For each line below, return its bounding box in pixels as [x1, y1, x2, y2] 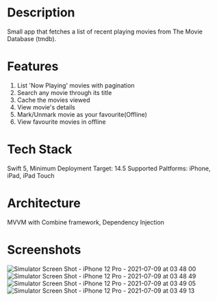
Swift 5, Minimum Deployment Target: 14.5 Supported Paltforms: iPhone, [7, 164, 211, 172]
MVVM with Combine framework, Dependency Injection [7, 218, 164, 226]
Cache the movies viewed [16, 96, 90, 104]
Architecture [7, 196, 81, 211]
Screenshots [7, 241, 81, 257]
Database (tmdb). [7, 34, 57, 42]
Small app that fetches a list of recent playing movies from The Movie [7, 27, 203, 36]
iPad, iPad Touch [7, 171, 55, 179]
